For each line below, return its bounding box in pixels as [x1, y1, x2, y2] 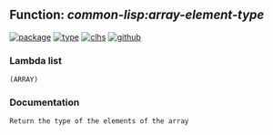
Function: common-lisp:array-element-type [9, 7, 265, 23]
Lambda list [9, 54, 62, 67]
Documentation [9, 96, 80, 109]
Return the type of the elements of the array [9, 117, 189, 126]
